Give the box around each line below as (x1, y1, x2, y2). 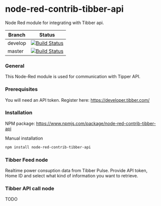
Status (39, 31, 55, 38)
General (5, 62, 25, 69)
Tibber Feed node (5, 156, 48, 163)
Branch (8, 31, 26, 38)
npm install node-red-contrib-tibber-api (5, 145, 91, 149)
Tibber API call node (5, 185, 54, 192)
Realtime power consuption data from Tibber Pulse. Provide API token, (5, 168, 148, 173)
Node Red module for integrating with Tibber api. (5, 20, 104, 26)
